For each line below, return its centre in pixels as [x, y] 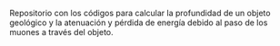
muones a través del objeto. [61, 32]
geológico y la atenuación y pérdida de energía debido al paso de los [139, 23]
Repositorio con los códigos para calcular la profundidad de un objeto [140, 13]
